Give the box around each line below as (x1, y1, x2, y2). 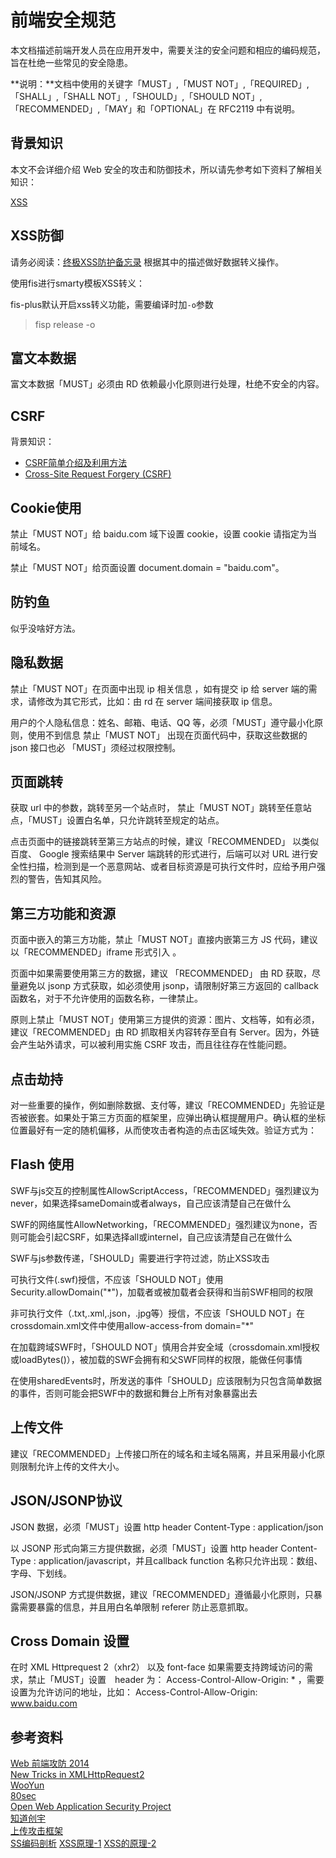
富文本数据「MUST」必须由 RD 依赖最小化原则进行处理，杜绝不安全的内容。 (10, 378, 325, 390)
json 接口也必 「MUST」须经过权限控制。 (10, 741, 182, 753)
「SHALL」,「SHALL (10, 90, 96, 102)
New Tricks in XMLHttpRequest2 (10, 1769, 145, 1781)
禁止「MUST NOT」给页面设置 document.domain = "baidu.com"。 (10, 562, 285, 573)
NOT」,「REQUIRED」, (215, 77, 310, 90)
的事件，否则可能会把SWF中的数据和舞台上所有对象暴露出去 (10, 1387, 258, 1399)
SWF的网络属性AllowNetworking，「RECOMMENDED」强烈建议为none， (10, 1218, 309, 1230)
